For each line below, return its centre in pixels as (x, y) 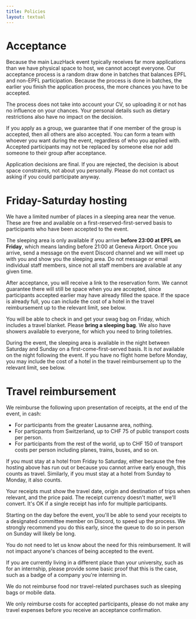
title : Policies (26, 11)
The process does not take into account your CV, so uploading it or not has (96, 104)
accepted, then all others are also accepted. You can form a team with (91, 135)
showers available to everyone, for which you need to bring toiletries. (89, 332)
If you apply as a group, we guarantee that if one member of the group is (94, 128)
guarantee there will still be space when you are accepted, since (84, 289)
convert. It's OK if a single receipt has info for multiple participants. (87, 504)
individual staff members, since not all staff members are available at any (94, 265)
